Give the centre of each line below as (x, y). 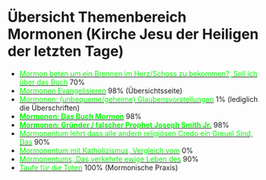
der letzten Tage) (66, 51)
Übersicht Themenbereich (97, 17)
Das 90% (35, 141)
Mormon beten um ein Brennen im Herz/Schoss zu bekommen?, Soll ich (138, 73)
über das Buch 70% (52, 82)
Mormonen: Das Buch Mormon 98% (80, 116)
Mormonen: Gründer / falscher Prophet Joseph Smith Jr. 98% (124, 125)
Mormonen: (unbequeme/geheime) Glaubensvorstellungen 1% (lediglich (138, 99)
